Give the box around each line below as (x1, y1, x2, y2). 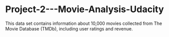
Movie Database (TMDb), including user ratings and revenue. (5, 25, 133, 31)
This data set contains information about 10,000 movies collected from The (5, 20, 162, 26)
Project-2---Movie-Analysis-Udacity (5, 4, 164, 15)
